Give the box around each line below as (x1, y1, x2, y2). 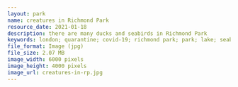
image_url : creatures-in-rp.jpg (7, 69, 103, 76)
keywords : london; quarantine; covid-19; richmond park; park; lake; (7, 36, 217, 43)
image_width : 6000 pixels (7, 56, 84, 63)
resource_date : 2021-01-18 (7, 23, 87, 30)
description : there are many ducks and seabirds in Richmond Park (7, 29, 208, 37)
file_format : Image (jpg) (7, 43, 84, 50)
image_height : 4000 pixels (7, 62, 87, 69)
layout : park (7, 10, 46, 18)
